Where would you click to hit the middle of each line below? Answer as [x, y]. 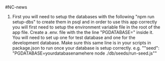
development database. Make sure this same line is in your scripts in [82, 43]
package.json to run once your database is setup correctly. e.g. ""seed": [86, 48]
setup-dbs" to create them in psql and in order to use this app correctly [85, 22]
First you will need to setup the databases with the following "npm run [83, 16]
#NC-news [16, 7]
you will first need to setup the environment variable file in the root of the [86, 27]
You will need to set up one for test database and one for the [74, 37]
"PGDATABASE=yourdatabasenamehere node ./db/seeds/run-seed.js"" [84, 53]
